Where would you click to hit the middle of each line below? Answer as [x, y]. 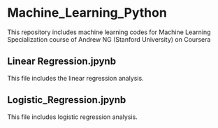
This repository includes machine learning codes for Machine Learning [109, 32]
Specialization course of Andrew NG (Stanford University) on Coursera [109, 39]
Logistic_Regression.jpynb [67, 100]
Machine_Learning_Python [87, 13]
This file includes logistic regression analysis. [72, 117]
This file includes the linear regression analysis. [76, 78]
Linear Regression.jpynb [62, 62]
